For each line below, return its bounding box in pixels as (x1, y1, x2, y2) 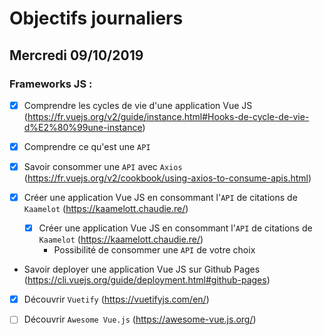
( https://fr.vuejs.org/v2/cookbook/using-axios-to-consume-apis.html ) (23, 172, 312, 184)
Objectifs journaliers (9, 7, 184, 30)
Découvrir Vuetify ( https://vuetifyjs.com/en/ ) (23, 293, 210, 306)
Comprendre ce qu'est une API (23, 140, 151, 152)
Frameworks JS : (9, 77, 93, 91)
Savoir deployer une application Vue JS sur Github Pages (23, 263, 261, 276)
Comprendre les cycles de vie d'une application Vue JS (23, 99, 253, 111)
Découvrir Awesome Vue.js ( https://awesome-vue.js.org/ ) (23, 313, 257, 326)
